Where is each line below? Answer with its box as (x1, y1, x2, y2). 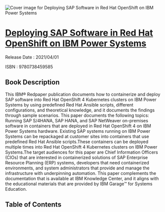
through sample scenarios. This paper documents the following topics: (5, 112, 150, 118)
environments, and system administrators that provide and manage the (5, 165, 150, 171)
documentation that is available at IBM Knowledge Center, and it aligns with (5, 175, 159, 181)
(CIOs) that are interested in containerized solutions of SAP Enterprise (5, 154, 148, 160)
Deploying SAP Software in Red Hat (5, 27, 154, 39)
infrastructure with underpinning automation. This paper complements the (5, 170, 157, 176)
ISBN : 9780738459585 (5, 63, 54, 69)
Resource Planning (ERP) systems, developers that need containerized (5, 159, 150, 165)
